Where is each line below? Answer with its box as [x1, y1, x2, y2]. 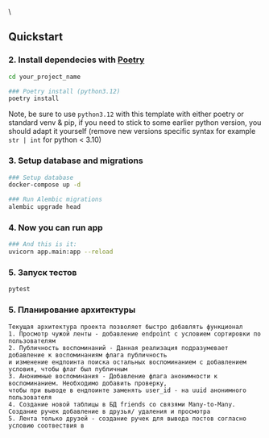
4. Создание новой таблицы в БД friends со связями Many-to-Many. [8, 400, 236, 408]
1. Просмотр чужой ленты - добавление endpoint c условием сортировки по [8, 330, 262, 338]
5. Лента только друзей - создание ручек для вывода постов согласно [8, 415, 247, 423]
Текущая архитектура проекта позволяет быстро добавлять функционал [8, 323, 243, 331]
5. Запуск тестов [8, 267, 77, 278]
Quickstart [8, 30, 64, 44]
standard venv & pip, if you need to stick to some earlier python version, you [8, 118, 262, 127]
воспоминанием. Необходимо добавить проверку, [8, 379, 168, 387]
